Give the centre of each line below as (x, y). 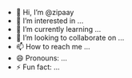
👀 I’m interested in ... (50, 21)
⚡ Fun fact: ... (38, 67)
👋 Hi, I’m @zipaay (45, 12)
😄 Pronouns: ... (42, 58)
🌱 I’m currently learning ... (58, 29)
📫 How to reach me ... (53, 47)
